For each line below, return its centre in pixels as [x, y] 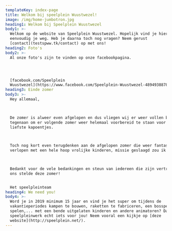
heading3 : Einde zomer [29, 90]
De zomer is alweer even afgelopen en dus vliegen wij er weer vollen [87, 118]
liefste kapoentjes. [32, 127]
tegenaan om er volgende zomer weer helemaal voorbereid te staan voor [88, 122]
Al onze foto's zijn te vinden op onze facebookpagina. [71, 57]
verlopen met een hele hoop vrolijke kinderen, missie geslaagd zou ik [88, 151]
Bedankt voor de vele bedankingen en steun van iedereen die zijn [82, 169]
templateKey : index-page [32, 10]
